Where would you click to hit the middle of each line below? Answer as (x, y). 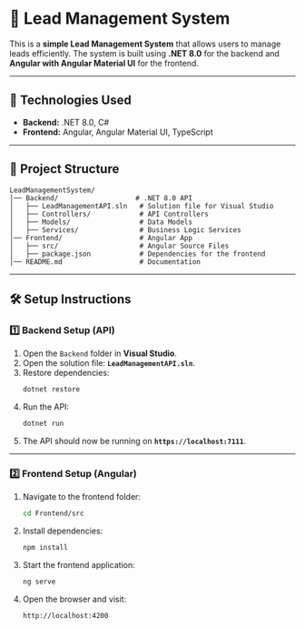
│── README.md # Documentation (105, 262)
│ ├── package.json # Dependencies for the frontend (138, 254)
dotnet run (43, 424)
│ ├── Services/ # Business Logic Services (126, 230)
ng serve (39, 582)
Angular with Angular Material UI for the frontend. (104, 63)
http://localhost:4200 (65, 615)
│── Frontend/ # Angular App (101, 238)
